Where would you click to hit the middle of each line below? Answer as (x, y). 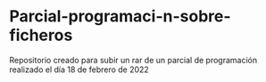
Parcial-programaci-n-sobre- (120, 16)
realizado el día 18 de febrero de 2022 (79, 70)
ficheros (41, 35)
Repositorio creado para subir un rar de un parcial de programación (133, 60)
